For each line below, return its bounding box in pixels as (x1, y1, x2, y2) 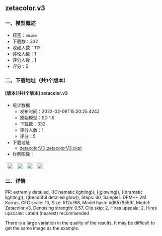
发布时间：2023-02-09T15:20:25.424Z (19, 108, 100, 114)
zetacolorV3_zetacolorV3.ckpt (19, 145, 82, 151)
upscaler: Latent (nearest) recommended (5, 210, 89, 216)
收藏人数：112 (12, 44, 41, 50)
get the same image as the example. (5, 225, 80, 231)
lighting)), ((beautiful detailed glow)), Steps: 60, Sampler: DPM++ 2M (5, 194, 147, 201)
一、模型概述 (5, 20, 36, 27)
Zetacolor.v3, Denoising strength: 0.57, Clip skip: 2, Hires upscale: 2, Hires (5, 205, 157, 211)
